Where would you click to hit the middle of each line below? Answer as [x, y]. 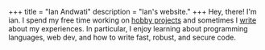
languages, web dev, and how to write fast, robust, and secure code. [122, 37]
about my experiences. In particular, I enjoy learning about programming [128, 29]
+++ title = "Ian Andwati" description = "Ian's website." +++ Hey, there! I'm [133, 12]
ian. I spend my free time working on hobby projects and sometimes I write [132, 20]
